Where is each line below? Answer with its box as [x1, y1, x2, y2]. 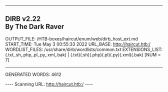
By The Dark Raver [5, 22, 64, 31]
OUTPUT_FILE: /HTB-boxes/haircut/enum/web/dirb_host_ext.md [5, 35, 138, 41]
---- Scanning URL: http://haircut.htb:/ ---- [5, 81, 93, 87]
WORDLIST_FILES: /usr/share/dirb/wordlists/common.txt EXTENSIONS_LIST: [5, 46, 163, 52]
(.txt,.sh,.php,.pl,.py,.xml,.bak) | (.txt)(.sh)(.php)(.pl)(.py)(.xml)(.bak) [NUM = [5, 51, 161, 57]
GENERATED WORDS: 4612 [5, 71, 61, 77]
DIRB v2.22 [5, 14, 41, 23]
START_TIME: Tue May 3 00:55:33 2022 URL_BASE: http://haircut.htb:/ [5, 41, 151, 47]
